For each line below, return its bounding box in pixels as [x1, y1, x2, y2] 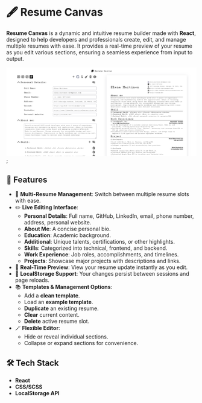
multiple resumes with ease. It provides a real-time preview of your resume [6, 42, 193, 49]
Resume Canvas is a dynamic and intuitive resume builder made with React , [6, 29, 196, 37]
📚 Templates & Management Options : [14, 284, 113, 291]
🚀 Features [6, 174, 48, 185]
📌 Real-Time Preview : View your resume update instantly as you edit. [14, 264, 188, 271]
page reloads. [14, 276, 50, 284]
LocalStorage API [14, 390, 60, 397]
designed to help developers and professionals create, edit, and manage [6, 36, 186, 43]
